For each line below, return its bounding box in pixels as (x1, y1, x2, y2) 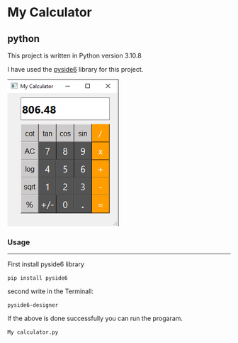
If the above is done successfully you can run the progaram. (7, 314, 183, 323)
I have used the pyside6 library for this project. (7, 65, 144, 73)
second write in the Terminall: (7, 287, 94, 295)
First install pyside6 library (7, 260, 85, 268)
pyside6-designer (7, 302, 59, 309)
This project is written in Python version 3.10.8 (7, 51, 142, 60)
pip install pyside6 (7, 275, 69, 282)
